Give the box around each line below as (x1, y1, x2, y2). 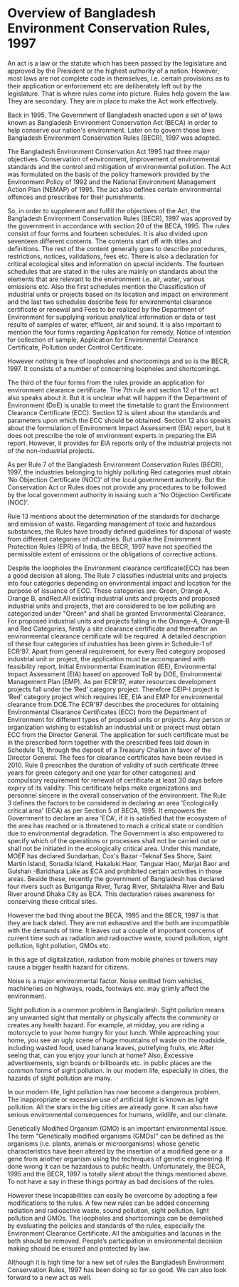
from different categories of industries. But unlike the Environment (7, 534, 201, 543)
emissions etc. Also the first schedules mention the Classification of (7, 282, 206, 290)
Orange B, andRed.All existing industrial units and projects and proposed (7, 594, 221, 602)
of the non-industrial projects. (7, 446, 95, 454)
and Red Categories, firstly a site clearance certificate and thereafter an (7, 624, 218, 633)
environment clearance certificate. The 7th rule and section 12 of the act (7, 385, 219, 394)
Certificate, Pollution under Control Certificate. (7, 342, 144, 351)
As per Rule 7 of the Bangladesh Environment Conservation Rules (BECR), (7, 460, 224, 469)
